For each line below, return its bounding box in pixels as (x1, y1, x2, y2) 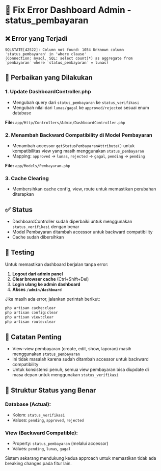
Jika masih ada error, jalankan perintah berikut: (5, 296, 100, 302)
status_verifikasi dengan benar (12, 224, 80, 230)
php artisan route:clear (5, 319, 56, 324)
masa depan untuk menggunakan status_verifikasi (12, 372, 119, 378)
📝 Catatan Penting (5, 333, 62, 341)
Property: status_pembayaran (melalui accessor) (12, 441, 109, 446)
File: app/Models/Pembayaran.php (5, 162, 70, 168)
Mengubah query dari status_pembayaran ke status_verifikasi (12, 99, 139, 105)
